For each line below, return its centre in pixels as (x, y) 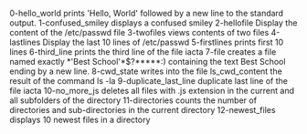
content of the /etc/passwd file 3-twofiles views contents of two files (139, 32)
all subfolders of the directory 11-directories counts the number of (133, 100)
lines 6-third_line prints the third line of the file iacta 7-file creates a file (143, 52)
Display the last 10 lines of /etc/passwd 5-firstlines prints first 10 (163, 42)
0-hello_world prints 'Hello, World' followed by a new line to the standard (147, 13)
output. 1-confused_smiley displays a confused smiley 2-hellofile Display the (153, 23)
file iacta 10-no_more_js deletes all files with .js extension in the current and (152, 91)
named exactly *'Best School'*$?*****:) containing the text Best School (148, 62)
